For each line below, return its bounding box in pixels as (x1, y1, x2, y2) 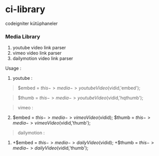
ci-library (5, 4, 46, 15)
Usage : (5, 65, 22, 72)
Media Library (5, 33, 41, 40)
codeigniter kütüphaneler (5, 20, 58, 26)
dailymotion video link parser (12, 55, 73, 61)
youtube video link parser (12, 45, 66, 51)
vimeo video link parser (12, 50, 62, 56)
